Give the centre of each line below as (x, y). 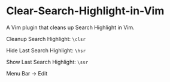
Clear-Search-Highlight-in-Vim (85, 11)
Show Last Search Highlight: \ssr (47, 62)
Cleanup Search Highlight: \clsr (46, 39)
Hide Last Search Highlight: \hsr (46, 50)
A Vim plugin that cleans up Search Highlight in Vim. (70, 27)
